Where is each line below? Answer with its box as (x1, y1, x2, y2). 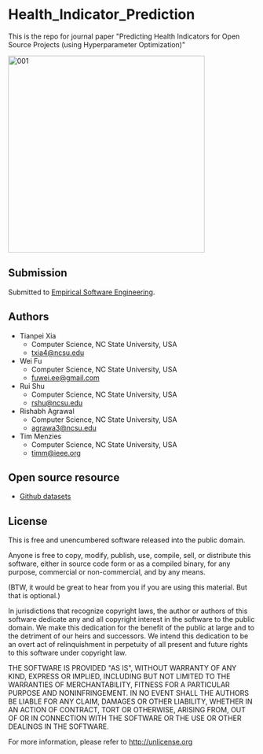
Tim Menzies (19, 431, 62, 441)
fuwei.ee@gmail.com (31, 372, 100, 383)
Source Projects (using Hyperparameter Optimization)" (8, 39, 186, 49)
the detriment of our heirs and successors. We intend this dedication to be (8, 631, 249, 641)
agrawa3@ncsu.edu (31, 423, 97, 432)
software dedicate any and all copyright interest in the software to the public (8, 615, 255, 624)
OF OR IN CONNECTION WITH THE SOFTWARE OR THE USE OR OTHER (8, 714, 242, 723)
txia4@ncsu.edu (31, 348, 85, 357)
